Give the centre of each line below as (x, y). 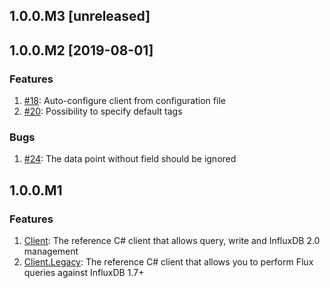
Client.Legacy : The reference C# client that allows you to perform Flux (168, 262)
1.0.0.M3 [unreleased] (80, 16)
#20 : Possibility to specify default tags (103, 111)
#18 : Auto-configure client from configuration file (124, 101)
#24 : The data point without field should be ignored (130, 159)
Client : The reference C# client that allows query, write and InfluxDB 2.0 (172, 241)
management (51, 251)
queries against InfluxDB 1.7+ (84, 273)
